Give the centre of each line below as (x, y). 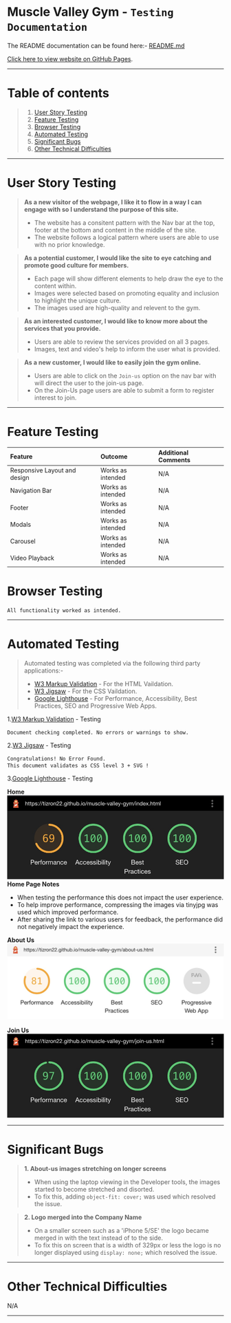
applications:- (44, 670)
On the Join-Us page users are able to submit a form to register (124, 390)
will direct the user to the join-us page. (89, 383)
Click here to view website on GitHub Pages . (70, 58)
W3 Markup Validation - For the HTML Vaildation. (104, 684)
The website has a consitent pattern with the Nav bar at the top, (124, 222)
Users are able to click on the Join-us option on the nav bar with (125, 375)
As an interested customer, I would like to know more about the (116, 321)
